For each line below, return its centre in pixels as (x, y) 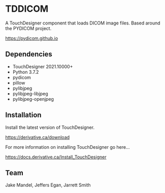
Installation (23, 115)
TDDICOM (27, 9)
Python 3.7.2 (26, 72)
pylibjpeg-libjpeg (30, 93)
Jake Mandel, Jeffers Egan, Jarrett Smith (48, 185)
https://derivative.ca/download (38, 137)
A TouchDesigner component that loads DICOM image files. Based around (83, 23)
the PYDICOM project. (28, 28)
